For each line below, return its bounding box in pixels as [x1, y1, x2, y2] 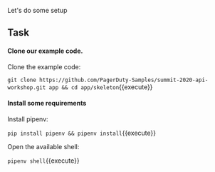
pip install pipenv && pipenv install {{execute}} [7, 128, 157, 137]
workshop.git [7, 84, 46, 91]
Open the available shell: [7, 142, 80, 151]
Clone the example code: [7, 62, 81, 71]
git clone [7, 76, 37, 84]
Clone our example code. [7, 46, 83, 55]
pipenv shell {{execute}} [7, 156, 80, 165]
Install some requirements [7, 99, 87, 108]
